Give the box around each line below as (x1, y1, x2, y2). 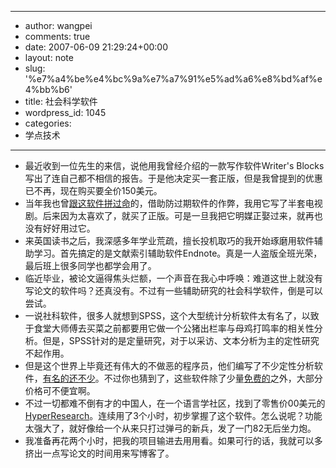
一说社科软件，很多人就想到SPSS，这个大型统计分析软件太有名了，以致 (24, 310, 320, 321)
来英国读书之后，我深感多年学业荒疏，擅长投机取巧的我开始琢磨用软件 (24, 235, 315, 246)
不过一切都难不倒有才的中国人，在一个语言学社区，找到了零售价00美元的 (24, 397, 326, 409)
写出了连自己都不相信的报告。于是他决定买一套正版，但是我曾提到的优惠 (24, 172, 323, 184)
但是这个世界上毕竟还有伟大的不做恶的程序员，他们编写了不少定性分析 (24, 360, 315, 371)
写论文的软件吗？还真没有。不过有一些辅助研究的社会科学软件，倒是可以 (24, 285, 323, 296)
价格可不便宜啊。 (24, 385, 96, 396)
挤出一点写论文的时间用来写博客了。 (24, 447, 175, 459)
